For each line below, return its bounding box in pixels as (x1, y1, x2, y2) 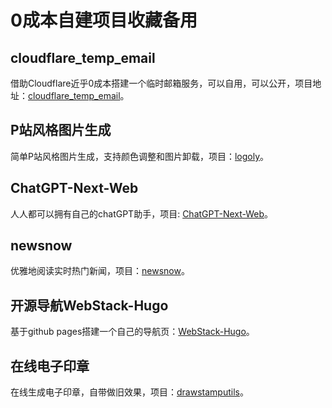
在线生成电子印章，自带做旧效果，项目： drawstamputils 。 (10, 386, 249, 398)
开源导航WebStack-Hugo (10, 297, 169, 314)
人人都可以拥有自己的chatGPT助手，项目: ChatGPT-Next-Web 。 (10, 207, 274, 220)
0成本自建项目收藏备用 (10, 9, 198, 32)
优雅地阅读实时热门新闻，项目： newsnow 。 (10, 265, 190, 277)
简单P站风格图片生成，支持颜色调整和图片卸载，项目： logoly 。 (10, 150, 270, 162)
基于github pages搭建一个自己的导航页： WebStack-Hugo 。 (10, 326, 255, 338)
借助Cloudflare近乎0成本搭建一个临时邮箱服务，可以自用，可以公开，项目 (10, 77, 313, 89)
